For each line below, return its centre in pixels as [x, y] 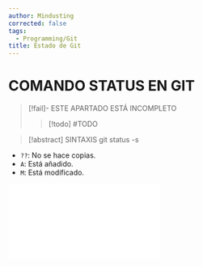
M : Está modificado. [52, 173]
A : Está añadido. [47, 164]
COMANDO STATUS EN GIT [102, 86]
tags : [17, 31]
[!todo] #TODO [73, 124]
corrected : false [38, 23]
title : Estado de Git [45, 46]
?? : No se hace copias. [58, 155]
